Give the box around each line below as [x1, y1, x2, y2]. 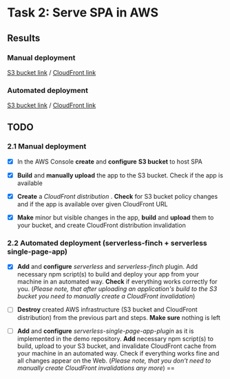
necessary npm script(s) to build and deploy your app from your [17, 270, 200, 279]
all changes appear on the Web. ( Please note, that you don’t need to [17, 356, 211, 365]
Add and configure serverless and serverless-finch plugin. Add [17, 263, 198, 271]
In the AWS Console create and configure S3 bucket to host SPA [17, 157, 203, 166]
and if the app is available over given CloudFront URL [17, 200, 168, 208]
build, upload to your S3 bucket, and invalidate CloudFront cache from [17, 342, 217, 350]
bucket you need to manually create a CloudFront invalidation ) [17, 292, 196, 301]
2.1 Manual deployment [7, 142, 87, 151]
